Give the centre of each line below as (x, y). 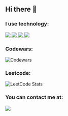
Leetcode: (18, 73)
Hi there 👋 (21, 9)
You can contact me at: (34, 97)
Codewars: (19, 49)
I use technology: (27, 24)
